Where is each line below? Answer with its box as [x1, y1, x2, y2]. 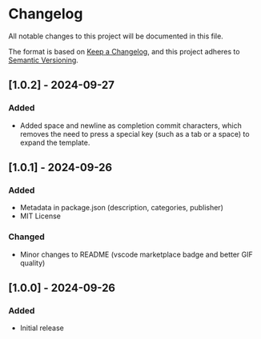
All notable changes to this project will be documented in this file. [8, 31, 224, 41]
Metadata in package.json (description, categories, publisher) [19, 203, 224, 213]
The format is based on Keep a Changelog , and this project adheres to [8, 46, 240, 56]
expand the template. [19, 138, 90, 147]
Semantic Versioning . [8, 55, 78, 65]
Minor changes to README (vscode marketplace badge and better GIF [19, 249, 254, 259]
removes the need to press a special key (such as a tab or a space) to [19, 129, 250, 138]
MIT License [19, 211, 62, 221]
